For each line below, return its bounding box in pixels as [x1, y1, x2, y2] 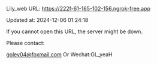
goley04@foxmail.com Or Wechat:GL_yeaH [6, 51, 113, 58]
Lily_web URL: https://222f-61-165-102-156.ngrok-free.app [6, 5, 151, 12]
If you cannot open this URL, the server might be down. [6, 28, 143, 35]
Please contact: [6, 40, 45, 46]
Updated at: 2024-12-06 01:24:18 [6, 17, 89, 23]
